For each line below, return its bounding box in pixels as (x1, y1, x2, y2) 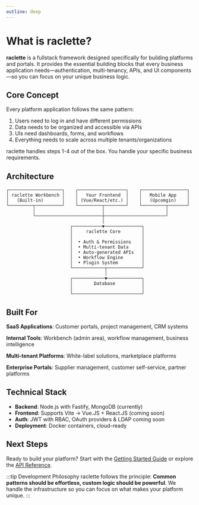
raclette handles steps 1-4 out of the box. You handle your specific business (6, 148, 192, 155)
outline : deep (6, 8, 42, 15)
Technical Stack (6, 387, 67, 397)
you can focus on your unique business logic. (18, 72, 130, 80)
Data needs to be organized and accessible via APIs (14, 124, 143, 131)
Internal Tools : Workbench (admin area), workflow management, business (6, 334, 189, 342)
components (160, 67, 192, 74)
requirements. (6, 154, 40, 161)
